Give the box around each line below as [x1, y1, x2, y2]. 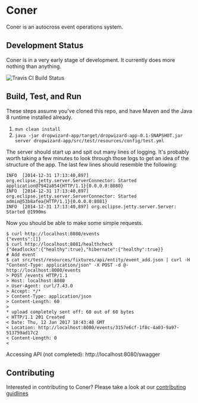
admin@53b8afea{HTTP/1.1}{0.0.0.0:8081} [6, 198, 108, 204]
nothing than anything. [6, 63, 61, 70]
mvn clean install [14, 126, 61, 132]
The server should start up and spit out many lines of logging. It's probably [6, 148, 189, 155]
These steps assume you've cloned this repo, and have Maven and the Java [6, 107, 193, 114]
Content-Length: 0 [11, 335, 58, 341]
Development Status [6, 40, 84, 51]
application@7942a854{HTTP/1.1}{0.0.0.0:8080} [6, 183, 124, 189]
